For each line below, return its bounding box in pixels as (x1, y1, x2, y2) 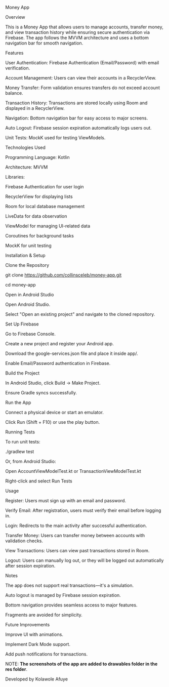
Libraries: (5, 174, 25, 180)
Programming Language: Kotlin (5, 154, 70, 160)
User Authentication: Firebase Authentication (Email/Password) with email (5, 60, 159, 65)
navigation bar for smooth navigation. (5, 40, 83, 46)
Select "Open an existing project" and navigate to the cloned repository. (5, 311, 155, 317)
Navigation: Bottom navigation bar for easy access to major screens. (5, 115, 148, 121)
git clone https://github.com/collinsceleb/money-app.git (5, 272, 122, 278)
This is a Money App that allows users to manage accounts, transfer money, (5, 24, 163, 30)
